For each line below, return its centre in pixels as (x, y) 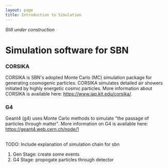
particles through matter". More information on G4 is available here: (77, 124)
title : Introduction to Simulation (43, 15)
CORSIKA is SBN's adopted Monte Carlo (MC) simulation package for (79, 77)
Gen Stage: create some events (46, 154)
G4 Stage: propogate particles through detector (63, 159)
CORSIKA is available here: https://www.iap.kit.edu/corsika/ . (69, 94)
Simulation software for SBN (67, 50)
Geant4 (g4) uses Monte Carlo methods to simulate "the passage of (77, 118)
